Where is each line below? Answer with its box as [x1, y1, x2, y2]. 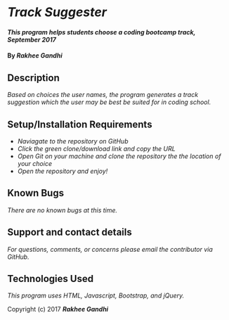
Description [7, 72, 60, 84]
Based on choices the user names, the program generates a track [7, 91, 199, 99]
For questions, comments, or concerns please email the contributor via [7, 245, 213, 253]
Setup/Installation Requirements [7, 118, 152, 130]
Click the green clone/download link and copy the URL [17, 145, 176, 153]
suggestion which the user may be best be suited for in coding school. [7, 98, 211, 106]
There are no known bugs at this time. [7, 205, 118, 215]
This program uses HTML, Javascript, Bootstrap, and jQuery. [7, 291, 185, 300]
